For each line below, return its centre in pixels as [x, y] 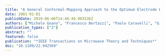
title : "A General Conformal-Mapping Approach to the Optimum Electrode [81, 9]
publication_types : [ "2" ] [31, 28]
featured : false [22, 37]
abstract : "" [18, 32]
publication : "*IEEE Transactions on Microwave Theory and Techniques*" [81, 41]
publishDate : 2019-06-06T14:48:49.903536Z [49, 19]
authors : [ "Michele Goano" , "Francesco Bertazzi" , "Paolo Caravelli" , [79, 23]
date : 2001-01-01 [23, 14]
